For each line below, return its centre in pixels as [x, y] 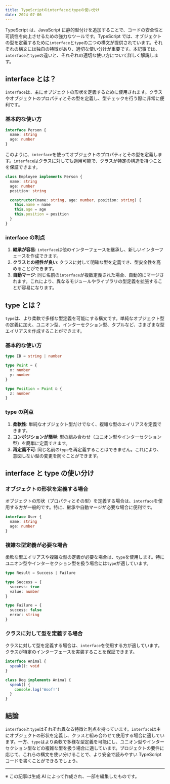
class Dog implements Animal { [38, 680]
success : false [26, 610]
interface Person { [26, 130]
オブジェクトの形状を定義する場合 [47, 489]
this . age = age [30, 209]
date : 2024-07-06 [24, 15]
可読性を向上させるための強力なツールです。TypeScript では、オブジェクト [83, 36]
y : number [20, 375]
